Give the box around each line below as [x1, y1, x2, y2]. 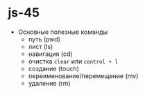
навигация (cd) [28, 50, 73, 58]
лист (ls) [28, 42, 53, 50]
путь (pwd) [28, 35, 61, 43]
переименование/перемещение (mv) [28, 71, 139, 80]
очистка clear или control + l [28, 57, 119, 65]
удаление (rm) [28, 79, 71, 87]
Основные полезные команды [17, 28, 108, 36]
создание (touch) [28, 64, 79, 73]
